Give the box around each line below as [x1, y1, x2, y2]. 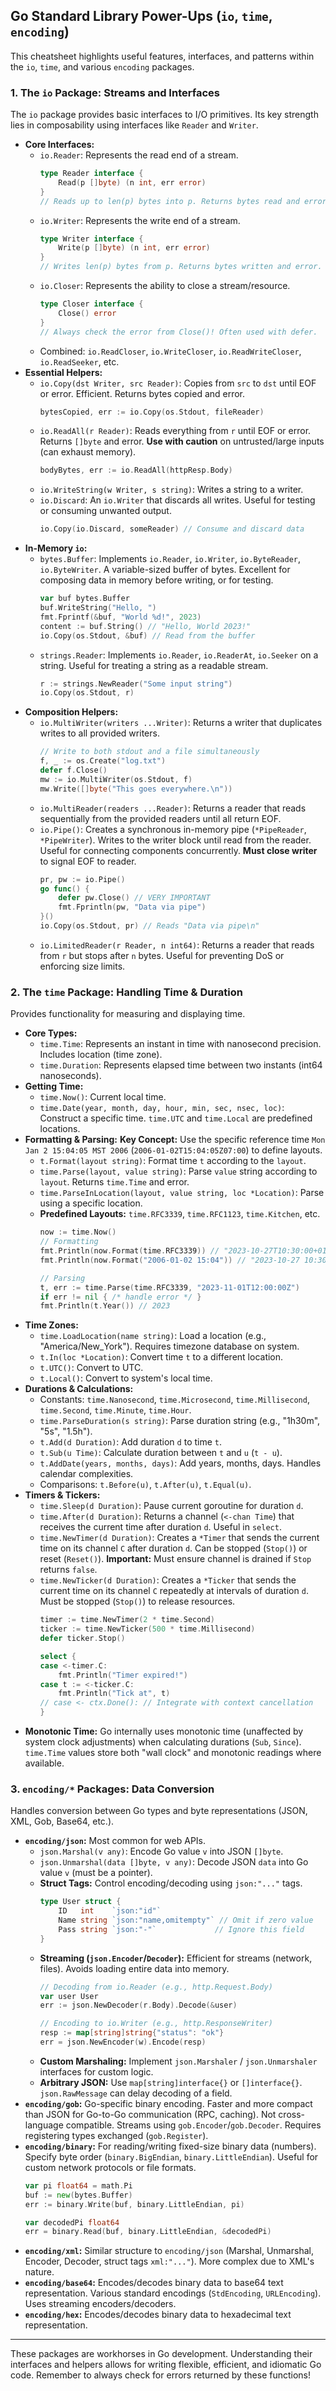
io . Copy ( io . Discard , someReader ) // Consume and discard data [39, 524, 305, 534]
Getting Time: [24, 1080, 84, 1093]
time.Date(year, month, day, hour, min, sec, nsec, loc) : [39, 1102, 285, 1114]
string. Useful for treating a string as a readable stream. [39, 659, 269, 671]
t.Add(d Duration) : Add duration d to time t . [39, 1436, 223, 1448]
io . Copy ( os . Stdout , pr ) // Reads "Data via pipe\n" [39, 921, 260, 931]
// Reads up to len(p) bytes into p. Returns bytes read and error [39, 196, 327, 206]
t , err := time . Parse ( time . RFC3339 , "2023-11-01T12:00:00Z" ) [39, 1282, 300, 1293]
